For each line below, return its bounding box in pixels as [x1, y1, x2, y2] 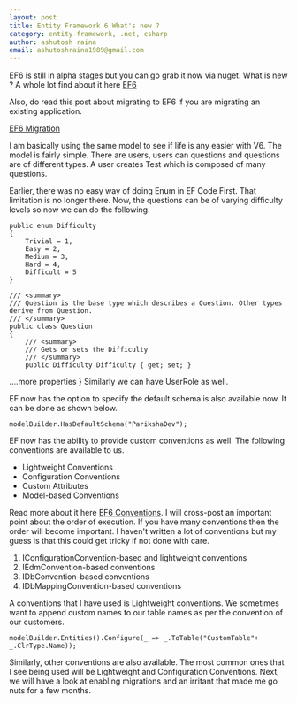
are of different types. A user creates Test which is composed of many [9, 159, 266, 170]
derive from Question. [9, 307, 93, 316]
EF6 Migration [9, 123, 60, 134]
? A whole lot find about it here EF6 [9, 80, 137, 90]
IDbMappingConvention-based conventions [21, 581, 182, 592]
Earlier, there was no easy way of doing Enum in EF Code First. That [9, 186, 256, 196]
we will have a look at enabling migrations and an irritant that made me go [9, 676, 278, 686]
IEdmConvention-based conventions [21, 562, 156, 573]
